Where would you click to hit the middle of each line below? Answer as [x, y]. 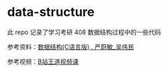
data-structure [51, 12]
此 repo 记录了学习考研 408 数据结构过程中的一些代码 [84, 32]
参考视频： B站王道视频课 [43, 61]
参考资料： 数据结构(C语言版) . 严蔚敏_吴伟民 [71, 46]
